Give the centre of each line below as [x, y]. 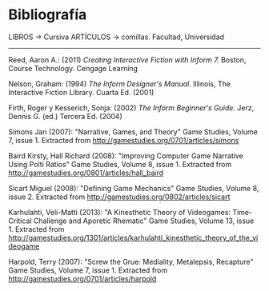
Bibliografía [48, 15]
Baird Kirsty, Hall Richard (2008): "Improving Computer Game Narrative [126, 155]
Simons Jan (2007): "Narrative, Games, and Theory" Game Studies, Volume [133, 132]
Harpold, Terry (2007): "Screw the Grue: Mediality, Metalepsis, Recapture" [131, 261]
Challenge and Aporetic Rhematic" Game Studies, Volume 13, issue [144, 221]
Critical [20, 221]
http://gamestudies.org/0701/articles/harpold [82, 278]
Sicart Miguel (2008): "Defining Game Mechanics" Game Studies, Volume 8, [134, 188]
